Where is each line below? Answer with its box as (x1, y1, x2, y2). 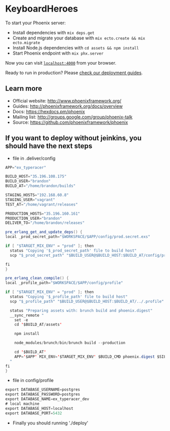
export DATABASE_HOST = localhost (5, 406, 73, 411)
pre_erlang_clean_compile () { (5, 276, 69, 281)
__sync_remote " (10, 313, 44, 318)
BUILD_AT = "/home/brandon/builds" (5, 183, 76, 188)
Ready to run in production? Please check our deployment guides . (5, 69, 143, 76)
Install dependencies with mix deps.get (12, 29, 95, 35)
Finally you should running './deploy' (12, 420, 89, 426)
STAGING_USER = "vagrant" (5, 197, 56, 202)
